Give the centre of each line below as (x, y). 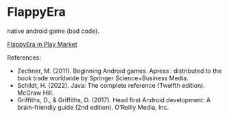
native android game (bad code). (53, 31)
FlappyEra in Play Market (42, 44)
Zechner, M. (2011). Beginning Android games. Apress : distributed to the (119, 71)
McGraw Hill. (35, 93)
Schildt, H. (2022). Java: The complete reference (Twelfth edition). (111, 85)
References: (24, 57)
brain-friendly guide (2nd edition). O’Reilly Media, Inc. (93, 107)
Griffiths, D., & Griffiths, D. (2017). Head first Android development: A (114, 99)
